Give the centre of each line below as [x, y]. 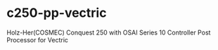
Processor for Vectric [37, 39]
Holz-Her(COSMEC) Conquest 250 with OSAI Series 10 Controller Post [109, 32]
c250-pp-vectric [57, 13]
